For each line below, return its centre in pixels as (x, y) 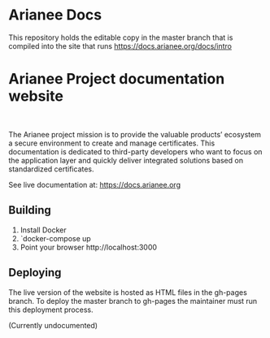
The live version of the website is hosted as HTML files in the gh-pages (128, 292)
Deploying (35, 273)
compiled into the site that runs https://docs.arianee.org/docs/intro (120, 45)
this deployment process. (51, 310)
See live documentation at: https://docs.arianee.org (95, 184)
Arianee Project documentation (117, 79)
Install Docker (43, 230)
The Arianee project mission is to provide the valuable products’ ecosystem (135, 134)
